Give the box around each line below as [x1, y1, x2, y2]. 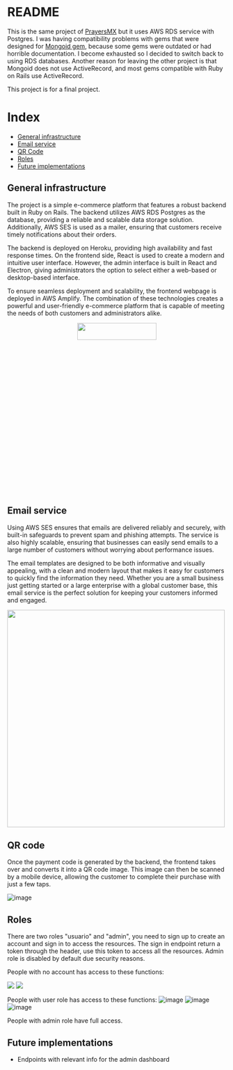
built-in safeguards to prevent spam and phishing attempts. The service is [7, 530, 219, 539]
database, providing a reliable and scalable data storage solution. [7, 215, 194, 223]
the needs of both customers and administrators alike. [7, 309, 162, 317]
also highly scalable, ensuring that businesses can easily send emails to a [7, 538, 218, 546]
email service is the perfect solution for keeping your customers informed [7, 589, 218, 597]
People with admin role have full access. [7, 1016, 123, 1025]
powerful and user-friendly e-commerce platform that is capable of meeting [7, 301, 225, 310]
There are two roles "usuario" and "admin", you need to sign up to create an [7, 932, 225, 941]
